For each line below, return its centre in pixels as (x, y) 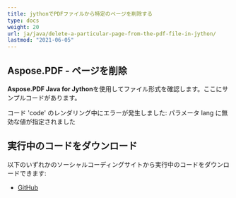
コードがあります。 (53, 98)
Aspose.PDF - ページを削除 (67, 70)
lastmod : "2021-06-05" (41, 40)
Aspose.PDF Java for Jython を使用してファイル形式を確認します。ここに (115, 88)
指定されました (53, 122)
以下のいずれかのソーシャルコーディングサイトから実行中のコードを (106, 164)
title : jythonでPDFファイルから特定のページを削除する (80, 14)
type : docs (23, 21)
